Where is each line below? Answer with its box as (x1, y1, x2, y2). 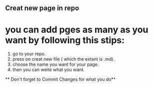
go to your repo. (12, 51, 46, 57)
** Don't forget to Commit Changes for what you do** (5, 77, 116, 83)
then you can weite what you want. (12, 67, 85, 73)
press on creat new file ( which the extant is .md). (12, 56, 115, 62)
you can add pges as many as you (5, 24, 148, 35)
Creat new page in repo (5, 4, 79, 12)
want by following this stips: (5, 34, 125, 46)
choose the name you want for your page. (12, 62, 99, 68)
